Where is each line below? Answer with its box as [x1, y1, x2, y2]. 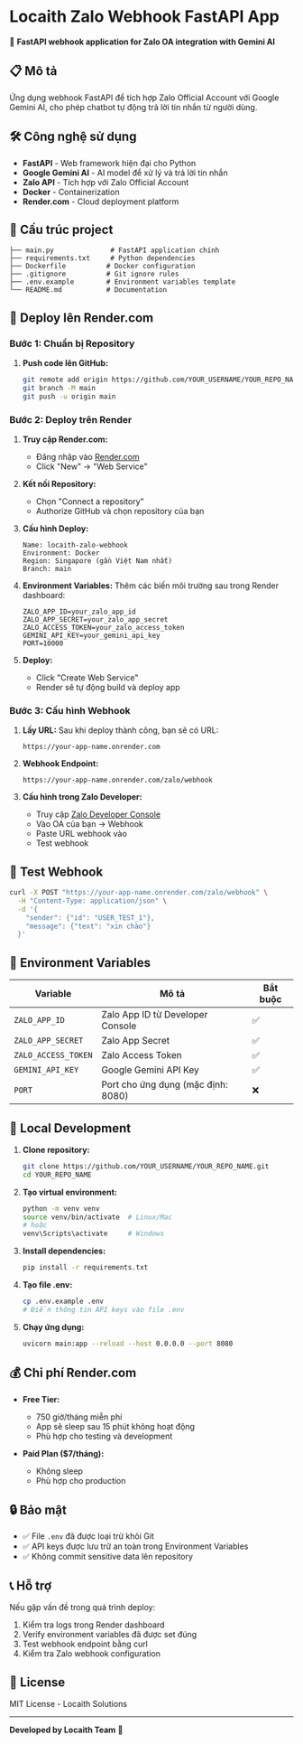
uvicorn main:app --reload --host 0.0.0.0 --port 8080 [22, 1339, 234, 1348]
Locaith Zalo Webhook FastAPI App [9, 6, 280, 27]
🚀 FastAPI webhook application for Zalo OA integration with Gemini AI [9, 36, 275, 47]
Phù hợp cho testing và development [35, 1430, 173, 1441]
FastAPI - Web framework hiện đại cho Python [22, 157, 197, 168]
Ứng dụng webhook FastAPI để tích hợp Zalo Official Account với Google [9, 92, 280, 103]
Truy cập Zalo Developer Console [35, 809, 161, 820]
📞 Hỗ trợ [9, 1578, 52, 1593]
